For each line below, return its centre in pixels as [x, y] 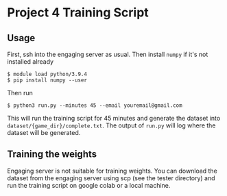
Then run [20, 93]
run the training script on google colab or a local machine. [89, 185]
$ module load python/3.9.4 [47, 74]
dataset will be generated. [44, 133]
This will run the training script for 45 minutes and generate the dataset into [114, 118]
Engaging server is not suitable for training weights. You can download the [112, 171]
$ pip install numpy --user [47, 80]
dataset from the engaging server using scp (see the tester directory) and [111, 178]
